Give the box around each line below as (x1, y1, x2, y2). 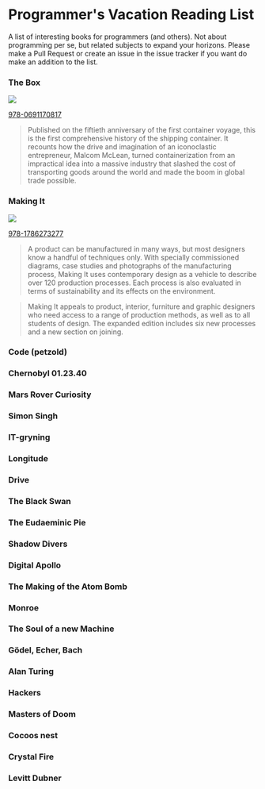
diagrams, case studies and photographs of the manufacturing (27, 260, 232, 271)
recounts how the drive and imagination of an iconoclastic (27, 142, 218, 152)
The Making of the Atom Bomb (8, 581, 128, 592)
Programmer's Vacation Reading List (8, 6, 255, 24)
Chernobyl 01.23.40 (8, 368, 87, 379)
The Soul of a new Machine (8, 623, 115, 634)
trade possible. (27, 176, 77, 186)
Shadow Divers (8, 538, 68, 549)
